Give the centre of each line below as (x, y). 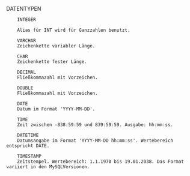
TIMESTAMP (29, 156)
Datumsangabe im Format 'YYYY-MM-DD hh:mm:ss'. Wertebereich (95, 141)
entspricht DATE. (28, 146)
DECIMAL (26, 72)
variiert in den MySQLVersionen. (48, 167)
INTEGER (26, 20)
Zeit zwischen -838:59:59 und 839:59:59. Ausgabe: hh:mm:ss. (95, 125)
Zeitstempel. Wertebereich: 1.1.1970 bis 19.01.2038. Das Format (101, 162)
